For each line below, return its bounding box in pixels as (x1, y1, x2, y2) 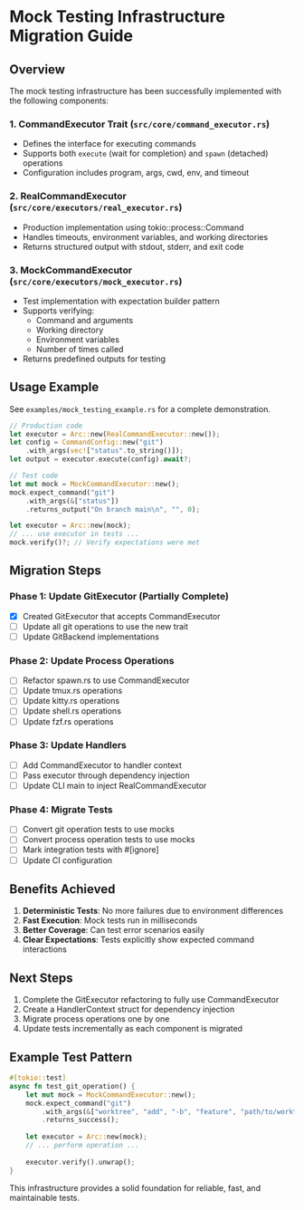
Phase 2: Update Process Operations (9, 654, 175, 667)
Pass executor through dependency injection (22, 770, 190, 781)
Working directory (35, 324, 104, 335)
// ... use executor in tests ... (9, 530, 140, 539)
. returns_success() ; (42, 1116, 119, 1125)
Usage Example (9, 379, 100, 395)
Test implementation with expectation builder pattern (22, 295, 220, 306)
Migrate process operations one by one (22, 1013, 170, 1024)
